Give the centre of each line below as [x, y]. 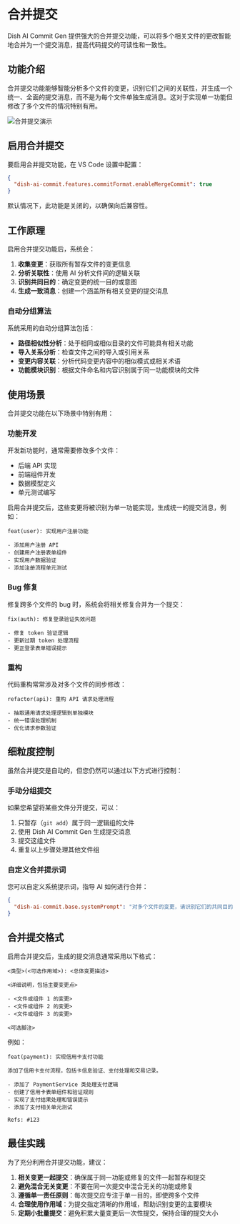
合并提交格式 [36, 938]
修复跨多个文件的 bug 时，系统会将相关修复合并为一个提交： [96, 604]
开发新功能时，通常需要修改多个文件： [64, 450]
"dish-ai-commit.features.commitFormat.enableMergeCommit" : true [113, 184]
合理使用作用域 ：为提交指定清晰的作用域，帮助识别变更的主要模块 [115, 1204]
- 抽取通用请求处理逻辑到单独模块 [51, 713]
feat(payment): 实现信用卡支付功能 [55, 1057]
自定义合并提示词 [37, 870]
